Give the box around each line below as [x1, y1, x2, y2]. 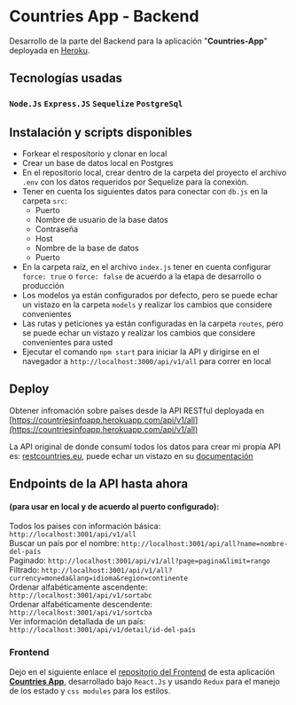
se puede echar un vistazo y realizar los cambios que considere [21, 328, 255, 338]
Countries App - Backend [9, 6, 199, 27]
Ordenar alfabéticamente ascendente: [9, 582, 148, 592]
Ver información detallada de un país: [9, 616, 146, 627]
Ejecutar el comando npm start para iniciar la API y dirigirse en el [21, 346, 260, 357]
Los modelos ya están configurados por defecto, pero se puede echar [21, 290, 278, 301]
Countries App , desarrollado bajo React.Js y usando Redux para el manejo [9, 676, 281, 686]
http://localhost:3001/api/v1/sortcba [9, 608, 152, 618]
